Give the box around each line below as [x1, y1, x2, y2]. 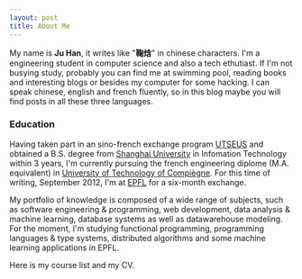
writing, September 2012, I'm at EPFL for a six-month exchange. [9, 176, 246, 187]
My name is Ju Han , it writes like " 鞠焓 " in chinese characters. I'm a [9, 47, 261, 58]
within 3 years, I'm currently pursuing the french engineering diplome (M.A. [9, 157, 290, 168]
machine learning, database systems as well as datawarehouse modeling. [9, 213, 283, 224]
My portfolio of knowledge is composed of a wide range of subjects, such [9, 194, 284, 205]
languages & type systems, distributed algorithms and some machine [9, 232, 266, 243]
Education [9, 118, 56, 130]
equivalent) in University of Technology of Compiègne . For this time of [9, 167, 270, 178]
